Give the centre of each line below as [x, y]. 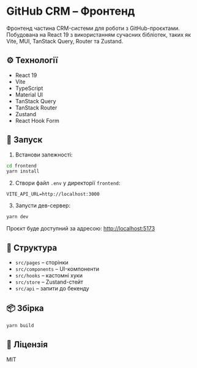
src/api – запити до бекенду [52, 288]
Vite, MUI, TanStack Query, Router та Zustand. [65, 41]
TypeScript [29, 88]
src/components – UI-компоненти [57, 269]
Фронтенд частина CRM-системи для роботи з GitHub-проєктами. [93, 28]
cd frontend [21, 166]
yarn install [23, 171]
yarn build [20, 325]
